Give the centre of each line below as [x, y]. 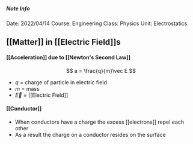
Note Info [18, 8]
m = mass [27, 88]
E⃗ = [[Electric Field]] [41, 95]
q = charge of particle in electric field [61, 82]
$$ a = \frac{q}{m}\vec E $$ [101, 71]
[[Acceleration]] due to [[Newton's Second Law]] [69, 57]
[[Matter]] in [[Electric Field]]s [64, 42]
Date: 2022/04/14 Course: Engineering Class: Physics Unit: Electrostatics [97, 23]
